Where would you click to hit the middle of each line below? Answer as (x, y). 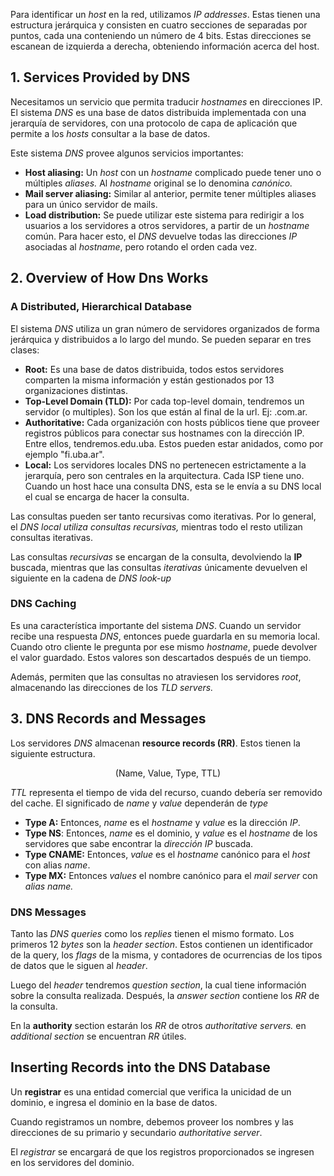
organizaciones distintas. (76, 390)
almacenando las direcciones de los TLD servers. (112, 687)
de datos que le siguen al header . (79, 965)
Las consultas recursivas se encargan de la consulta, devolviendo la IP (156, 556)
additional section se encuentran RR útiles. (98, 1036)
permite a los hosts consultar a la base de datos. (110, 133)
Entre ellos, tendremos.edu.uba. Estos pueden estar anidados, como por (174, 443)
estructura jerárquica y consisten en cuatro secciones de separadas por (159, 25)
